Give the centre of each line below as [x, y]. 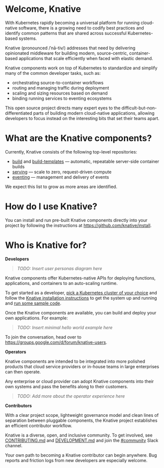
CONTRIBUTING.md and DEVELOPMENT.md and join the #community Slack [82, 440]
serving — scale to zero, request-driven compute [62, 172]
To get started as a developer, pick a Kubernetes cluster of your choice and [81, 293]
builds [18, 166]
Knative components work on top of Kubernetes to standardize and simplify [81, 68]
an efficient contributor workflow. [39, 425]
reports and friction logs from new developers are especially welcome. [76, 460]
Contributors [19, 406]
